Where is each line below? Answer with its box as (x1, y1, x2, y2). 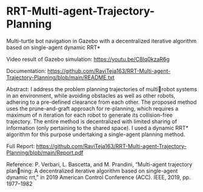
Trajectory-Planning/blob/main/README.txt (6, 74, 115, 81)
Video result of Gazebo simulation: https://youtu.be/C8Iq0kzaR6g (6, 55, 170, 63)
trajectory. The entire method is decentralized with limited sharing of (6, 117, 178, 125)
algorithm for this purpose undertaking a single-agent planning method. (6, 131, 185, 138)
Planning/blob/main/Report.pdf (6, 149, 84, 156)
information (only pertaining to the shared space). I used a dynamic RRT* (6, 124, 189, 131)
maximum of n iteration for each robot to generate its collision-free (6, 111, 173, 118)
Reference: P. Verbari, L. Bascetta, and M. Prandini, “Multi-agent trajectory (6, 160, 193, 168)
